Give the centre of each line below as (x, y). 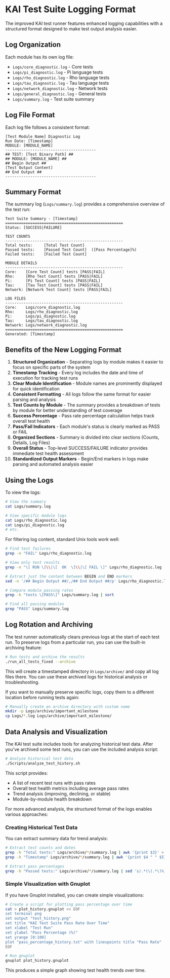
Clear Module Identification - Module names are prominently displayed (87, 383)
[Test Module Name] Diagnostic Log (43, 136)
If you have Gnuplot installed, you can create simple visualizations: (75, 895)
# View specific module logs (36, 516)
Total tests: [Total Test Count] (45, 245)
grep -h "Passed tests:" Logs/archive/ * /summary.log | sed (69, 871)
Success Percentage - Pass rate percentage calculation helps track (83, 416)
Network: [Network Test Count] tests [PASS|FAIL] (59, 290)
